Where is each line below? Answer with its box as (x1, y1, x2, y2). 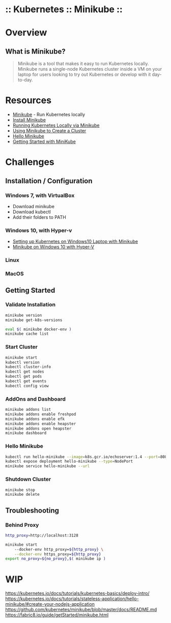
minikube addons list (5, 407, 51, 412)
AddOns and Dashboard (5, 395, 66, 403)
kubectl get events (5, 379, 47, 384)
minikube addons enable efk (5, 416, 65, 421)
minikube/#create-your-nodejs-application (5, 601, 95, 607)
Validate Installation (5, 301, 56, 308)
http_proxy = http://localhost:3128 (5, 533, 79, 538)
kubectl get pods (5, 374, 42, 379)
